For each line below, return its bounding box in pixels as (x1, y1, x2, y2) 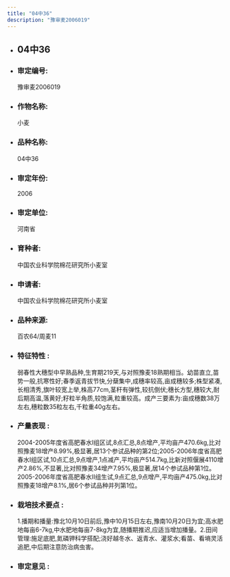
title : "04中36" (7, 10, 53, 17)
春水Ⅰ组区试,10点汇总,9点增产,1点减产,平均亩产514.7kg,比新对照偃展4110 (16, 455, 218, 464)
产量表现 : (16, 421, 50, 431)
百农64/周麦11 (16, 332, 56, 340)
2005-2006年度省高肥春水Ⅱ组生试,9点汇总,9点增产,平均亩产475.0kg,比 (16, 472, 217, 481)
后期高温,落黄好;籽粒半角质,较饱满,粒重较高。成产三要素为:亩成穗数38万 (16, 393, 220, 402)
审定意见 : (16, 562, 50, 571)
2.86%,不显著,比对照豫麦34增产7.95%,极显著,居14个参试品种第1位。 (23, 464, 216, 472)
